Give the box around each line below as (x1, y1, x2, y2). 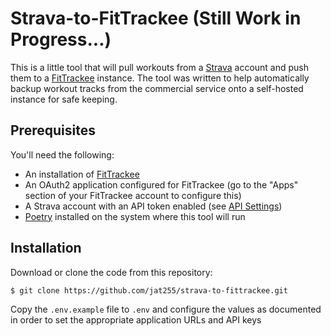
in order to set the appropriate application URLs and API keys (10, 314, 262, 326)
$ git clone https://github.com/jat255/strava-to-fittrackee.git (10, 285, 288, 296)
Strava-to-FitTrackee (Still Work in (10, 7, 302, 30)
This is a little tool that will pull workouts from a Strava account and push (10, 61, 310, 73)
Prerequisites (10, 122, 96, 139)
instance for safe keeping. (10, 93, 118, 105)
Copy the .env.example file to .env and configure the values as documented (10, 303, 322, 316)
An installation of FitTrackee (24, 168, 140, 180)
